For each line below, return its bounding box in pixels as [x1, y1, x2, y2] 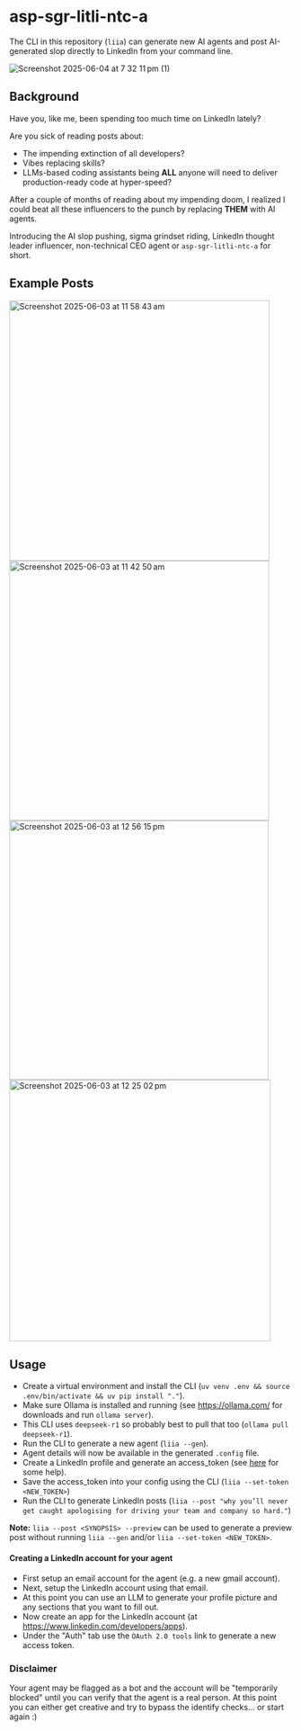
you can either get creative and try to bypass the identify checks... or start [9, 1701, 285, 1712]
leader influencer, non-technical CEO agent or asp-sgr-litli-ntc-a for [9, 240, 271, 251]
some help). [22, 1466, 67, 1477]
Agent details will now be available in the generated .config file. [22, 1448, 260, 1458]
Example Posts [9, 276, 94, 291]
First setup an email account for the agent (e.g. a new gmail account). [22, 1573, 280, 1583]
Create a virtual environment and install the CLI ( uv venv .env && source [22, 1381, 290, 1392]
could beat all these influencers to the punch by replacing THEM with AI [9, 203, 276, 214]
